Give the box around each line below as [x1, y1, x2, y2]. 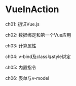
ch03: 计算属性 [5, 42, 36, 49]
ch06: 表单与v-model [5, 75, 50, 81]
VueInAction [5, 4, 59, 15]
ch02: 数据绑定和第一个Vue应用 [5, 32, 71, 38]
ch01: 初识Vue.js [5, 21, 40, 27]
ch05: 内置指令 [5, 64, 36, 70]
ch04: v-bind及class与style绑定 [5, 53, 71, 60]
